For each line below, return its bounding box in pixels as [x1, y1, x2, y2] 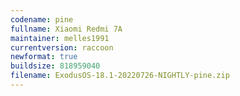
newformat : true [10, 52, 78, 62]
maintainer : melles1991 [10, 33, 110, 43]
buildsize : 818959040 [10, 61, 101, 71]
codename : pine [10, 14, 74, 25]
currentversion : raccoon [10, 42, 114, 53]
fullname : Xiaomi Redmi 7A [10, 24, 123, 34]
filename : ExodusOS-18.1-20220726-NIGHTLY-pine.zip [10, 71, 230, 81]
